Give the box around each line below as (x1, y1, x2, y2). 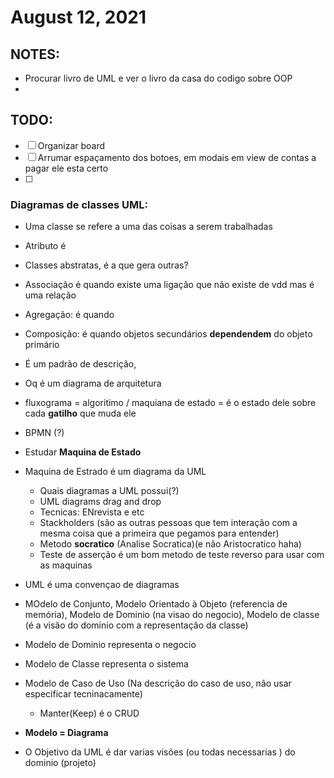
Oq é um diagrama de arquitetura (24, 377, 162, 390)
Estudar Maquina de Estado (24, 446, 142, 458)
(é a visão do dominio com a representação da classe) (24, 619, 249, 631)
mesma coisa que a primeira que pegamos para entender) (39, 527, 280, 540)
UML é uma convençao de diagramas (24, 579, 180, 591)
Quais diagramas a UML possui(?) (39, 485, 180, 497)
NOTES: (10, 46, 61, 63)
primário (24, 339, 60, 351)
